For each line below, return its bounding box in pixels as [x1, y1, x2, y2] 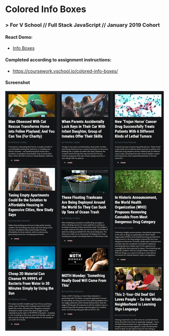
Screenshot [5, 80, 30, 86]
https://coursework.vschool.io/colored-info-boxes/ [12, 68, 118, 74]
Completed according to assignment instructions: [5, 56, 112, 62]
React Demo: [5, 34, 33, 40]
